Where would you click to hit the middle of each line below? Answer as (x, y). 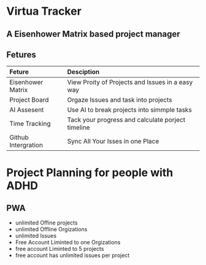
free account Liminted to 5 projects (59, 249)
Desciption (83, 72)
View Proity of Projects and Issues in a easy (130, 82)
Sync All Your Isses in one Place (113, 141)
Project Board (29, 100)
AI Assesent (27, 110)
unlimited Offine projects (46, 223)
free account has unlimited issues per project (72, 255)
